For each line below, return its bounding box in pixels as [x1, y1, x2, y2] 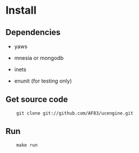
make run [16, 142, 38, 148]
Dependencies [5, 27, 61, 37]
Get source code [5, 94, 68, 104]
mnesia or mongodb [14, 55, 64, 61]
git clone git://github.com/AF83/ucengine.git [16, 110, 134, 116]
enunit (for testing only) [14, 78, 72, 84]
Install [5, 4, 37, 17]
